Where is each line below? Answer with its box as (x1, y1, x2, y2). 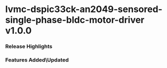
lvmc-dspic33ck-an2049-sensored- (5, 4, 163, 15)
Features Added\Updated (5, 56, 69, 63)
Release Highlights (5, 43, 53, 50)
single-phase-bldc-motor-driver (5, 14, 145, 26)
